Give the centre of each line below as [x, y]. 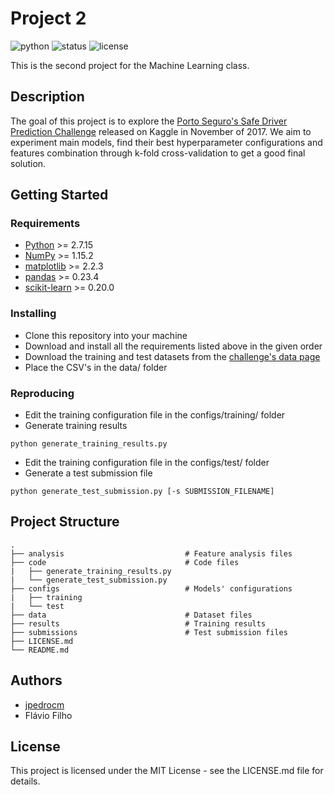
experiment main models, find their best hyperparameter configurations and [166, 142]
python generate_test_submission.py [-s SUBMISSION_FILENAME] [142, 492]
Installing [33, 314]
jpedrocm [44, 704]
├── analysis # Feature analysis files [151, 553]
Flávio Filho [48, 715]
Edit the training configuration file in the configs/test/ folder [147, 463]
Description [47, 97]
